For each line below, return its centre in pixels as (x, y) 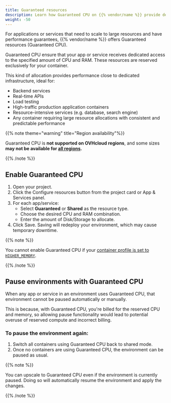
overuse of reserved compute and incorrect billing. (59, 320)
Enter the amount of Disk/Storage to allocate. (67, 220)
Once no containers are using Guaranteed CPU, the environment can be (88, 350)
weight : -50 (18, 19)
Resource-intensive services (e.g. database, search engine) (75, 112)
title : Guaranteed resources (36, 10)
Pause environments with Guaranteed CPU (74, 281)
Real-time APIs (28, 96)
